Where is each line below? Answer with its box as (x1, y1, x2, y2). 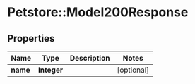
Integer (37, 65, 64, 75)
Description (69, 54, 110, 63)
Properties (7, 32, 55, 44)
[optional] (116, 65, 150, 75)
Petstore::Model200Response (7, 4, 189, 20)
